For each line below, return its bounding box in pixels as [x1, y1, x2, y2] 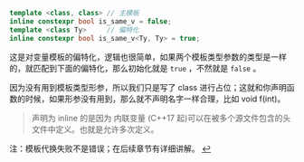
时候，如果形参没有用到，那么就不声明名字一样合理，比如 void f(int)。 [24, 93, 286, 104]
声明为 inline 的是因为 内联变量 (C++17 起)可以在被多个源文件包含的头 [31, 112, 291, 123]
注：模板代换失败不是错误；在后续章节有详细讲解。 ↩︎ [9, 143, 211, 154]
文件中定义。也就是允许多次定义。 [31, 123, 159, 135]
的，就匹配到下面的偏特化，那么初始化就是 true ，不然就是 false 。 [9, 62, 261, 73]
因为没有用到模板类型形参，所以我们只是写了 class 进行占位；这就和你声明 [9, 81, 287, 92]
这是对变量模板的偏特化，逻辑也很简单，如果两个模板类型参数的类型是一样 [9, 51, 287, 62]
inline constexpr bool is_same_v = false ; [9, 16, 172, 26]
